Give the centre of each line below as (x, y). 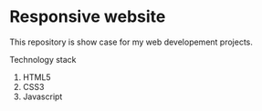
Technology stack (43, 59)
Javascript (42, 96)
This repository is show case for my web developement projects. (131, 42)
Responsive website (88, 17)
